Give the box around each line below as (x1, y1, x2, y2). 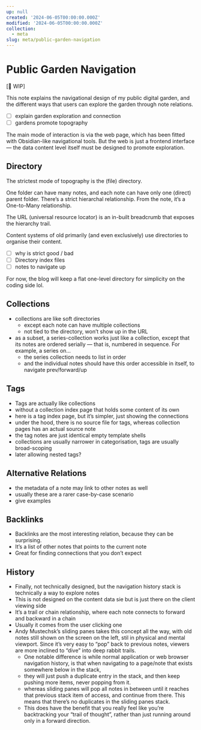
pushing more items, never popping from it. (23, 679, 131, 686)
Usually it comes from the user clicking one (14, 621, 122, 629)
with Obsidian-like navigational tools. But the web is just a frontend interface (6, 138, 195, 145)
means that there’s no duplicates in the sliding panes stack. (23, 698, 170, 705)
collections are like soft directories (14, 315, 100, 322)
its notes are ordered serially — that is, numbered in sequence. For (14, 341, 180, 348)
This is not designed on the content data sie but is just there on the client (14, 596, 196, 603)
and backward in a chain (14, 615, 76, 622)
